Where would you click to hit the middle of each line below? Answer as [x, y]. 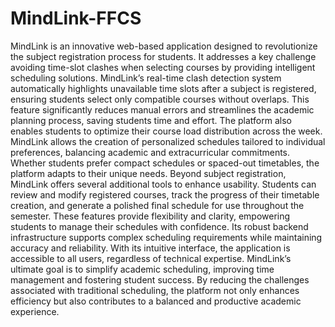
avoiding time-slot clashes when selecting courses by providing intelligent [163, 67]
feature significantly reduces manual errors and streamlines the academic [162, 109]
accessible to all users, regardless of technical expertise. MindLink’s [151, 258]
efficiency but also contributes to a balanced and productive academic [156, 301]
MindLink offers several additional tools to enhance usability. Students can [163, 184]
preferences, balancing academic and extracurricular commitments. [150, 152]
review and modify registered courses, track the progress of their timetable [165, 194]
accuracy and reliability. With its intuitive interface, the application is [150, 248]
